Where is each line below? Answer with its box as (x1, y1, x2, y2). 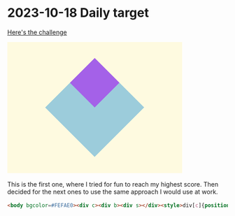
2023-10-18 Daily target (7, 5, 149, 21)
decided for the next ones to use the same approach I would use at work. (7, 187, 218, 196)
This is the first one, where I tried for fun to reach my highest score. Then (7, 180, 219, 188)
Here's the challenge (7, 28, 68, 36)
